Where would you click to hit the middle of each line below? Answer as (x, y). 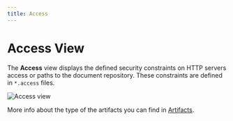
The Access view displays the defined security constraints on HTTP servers (117, 68)
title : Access (28, 14)
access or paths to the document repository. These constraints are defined (115, 75)
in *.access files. (31, 83)
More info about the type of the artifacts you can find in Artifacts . (101, 110)
